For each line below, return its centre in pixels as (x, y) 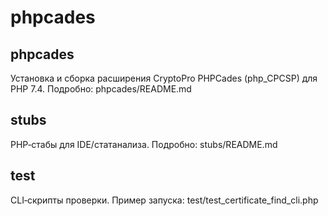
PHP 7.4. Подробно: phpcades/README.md (101, 89)
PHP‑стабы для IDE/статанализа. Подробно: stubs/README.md (144, 144)
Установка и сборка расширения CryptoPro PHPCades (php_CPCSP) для (164, 78)
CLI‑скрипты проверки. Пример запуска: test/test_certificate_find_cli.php (164, 200)
